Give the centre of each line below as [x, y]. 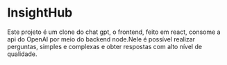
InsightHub [40, 13]
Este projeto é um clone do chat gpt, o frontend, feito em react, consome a [114, 32]
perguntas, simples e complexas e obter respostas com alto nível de [105, 46]
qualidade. [22, 54]
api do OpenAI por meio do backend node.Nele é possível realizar [101, 39]
